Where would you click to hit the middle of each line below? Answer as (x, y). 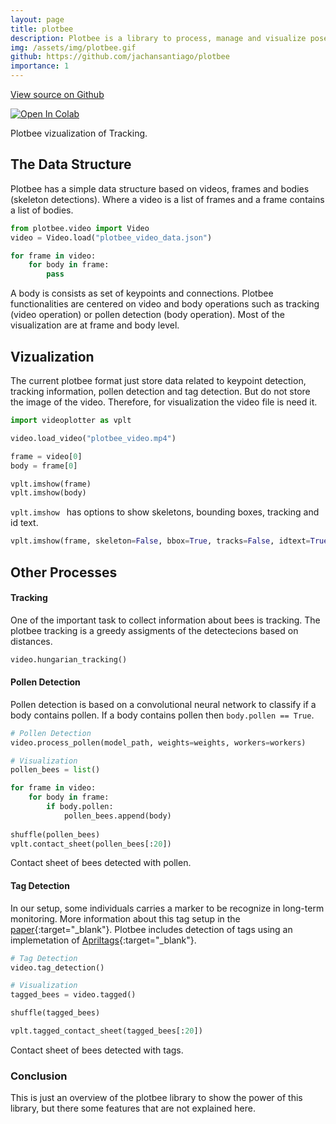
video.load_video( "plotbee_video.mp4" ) (93, 438)
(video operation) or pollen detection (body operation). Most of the (147, 315)
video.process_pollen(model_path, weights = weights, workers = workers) (158, 742)
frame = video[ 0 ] (46, 456)
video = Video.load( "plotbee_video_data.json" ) (111, 237)
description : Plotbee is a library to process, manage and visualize (158, 38)
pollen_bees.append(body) (117, 816)
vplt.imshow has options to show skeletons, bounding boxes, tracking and (165, 512)
